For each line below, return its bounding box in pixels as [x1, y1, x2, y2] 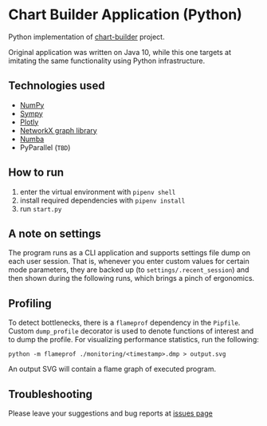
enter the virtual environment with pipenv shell [19, 187, 176, 196]
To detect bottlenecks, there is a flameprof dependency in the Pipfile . [8, 318, 241, 328]
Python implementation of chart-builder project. [8, 32, 165, 41]
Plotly [19, 117, 39, 127]
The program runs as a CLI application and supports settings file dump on [8, 248, 251, 258]
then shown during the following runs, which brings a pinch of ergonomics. [8, 274, 255, 283]
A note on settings [8, 227, 101, 240]
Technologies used [8, 79, 105, 93]
